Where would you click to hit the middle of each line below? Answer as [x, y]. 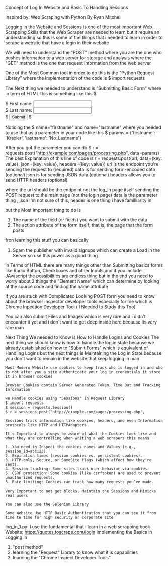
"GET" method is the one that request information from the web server [78, 63]
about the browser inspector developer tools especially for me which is [79, 302]
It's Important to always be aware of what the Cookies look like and [81, 434]
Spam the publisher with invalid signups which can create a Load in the [86, 250]
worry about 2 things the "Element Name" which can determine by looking [82, 281]
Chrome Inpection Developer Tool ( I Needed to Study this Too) [70, 307]
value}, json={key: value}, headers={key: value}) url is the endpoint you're [82, 164]
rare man [15, 327]
